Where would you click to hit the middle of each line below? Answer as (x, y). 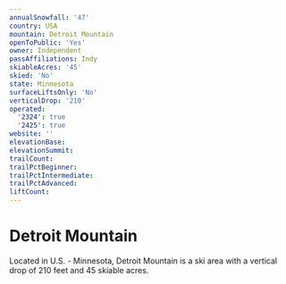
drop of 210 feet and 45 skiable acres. (79, 270)
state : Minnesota (42, 84)
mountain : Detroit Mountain (62, 34)
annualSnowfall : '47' (50, 17)
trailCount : (31, 159)
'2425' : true (42, 126)
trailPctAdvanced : (43, 184)
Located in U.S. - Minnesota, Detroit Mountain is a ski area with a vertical (143, 261)
